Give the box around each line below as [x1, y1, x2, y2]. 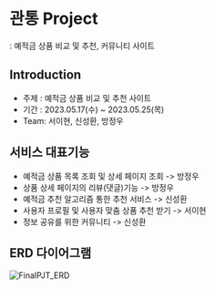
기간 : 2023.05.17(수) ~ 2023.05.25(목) [22, 104, 165, 115]
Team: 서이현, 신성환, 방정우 [22, 115, 124, 126]
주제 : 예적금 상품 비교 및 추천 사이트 [22, 92, 152, 103]
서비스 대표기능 [9, 145, 90, 160]
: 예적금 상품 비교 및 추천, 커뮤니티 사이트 [9, 40, 155, 51]
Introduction [9, 67, 82, 83]
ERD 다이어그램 [9, 245, 92, 261]
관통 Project [9, 8, 98, 29]
